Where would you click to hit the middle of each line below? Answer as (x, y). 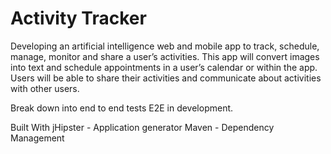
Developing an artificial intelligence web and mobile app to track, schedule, (165, 46)
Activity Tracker (78, 18)
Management (37, 138)
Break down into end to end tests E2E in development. (122, 108)
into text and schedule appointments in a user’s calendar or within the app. (164, 67)
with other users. (45, 88)
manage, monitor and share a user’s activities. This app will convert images (165, 56)
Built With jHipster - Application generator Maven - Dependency (142, 127)
